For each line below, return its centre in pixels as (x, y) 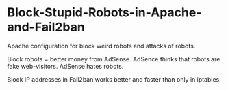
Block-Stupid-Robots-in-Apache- (104, 13)
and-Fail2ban (46, 27)
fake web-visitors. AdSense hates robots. (65, 66)
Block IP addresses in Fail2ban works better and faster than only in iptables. (114, 79)
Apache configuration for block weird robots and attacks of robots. (101, 46)
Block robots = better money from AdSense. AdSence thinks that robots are (114, 59)
